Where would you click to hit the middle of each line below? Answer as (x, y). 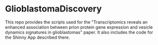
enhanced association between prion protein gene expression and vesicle (79, 27)
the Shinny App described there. (37, 37)
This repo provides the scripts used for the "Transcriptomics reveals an (76, 22)
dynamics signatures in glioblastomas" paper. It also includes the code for (79, 32)
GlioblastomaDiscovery (53, 9)
